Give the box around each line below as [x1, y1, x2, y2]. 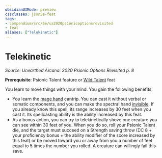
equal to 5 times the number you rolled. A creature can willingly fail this [12, 143, 156, 149]
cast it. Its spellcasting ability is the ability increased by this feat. [12, 111, 142, 117]
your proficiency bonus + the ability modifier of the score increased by [12, 132, 156, 138]
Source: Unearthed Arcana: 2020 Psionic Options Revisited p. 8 [5, 67, 134, 73]
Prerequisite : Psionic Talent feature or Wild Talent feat [5, 77, 115, 82]
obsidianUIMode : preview [5, 7, 56, 12]
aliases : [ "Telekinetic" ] [5, 30, 58, 35]
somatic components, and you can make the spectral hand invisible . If [12, 101, 154, 107]
